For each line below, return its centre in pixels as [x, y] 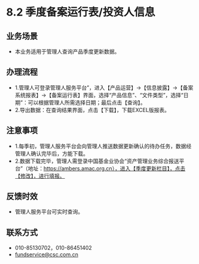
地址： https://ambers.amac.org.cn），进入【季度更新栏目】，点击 [107, 168]
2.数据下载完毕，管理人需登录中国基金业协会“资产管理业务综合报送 [97, 161]
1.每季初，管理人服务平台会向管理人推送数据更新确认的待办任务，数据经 [103, 146]
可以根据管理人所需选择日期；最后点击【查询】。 [87, 103]
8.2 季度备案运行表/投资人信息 [81, 12]
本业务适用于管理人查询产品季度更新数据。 [67, 52]
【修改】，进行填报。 [40, 176]
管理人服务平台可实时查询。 [49, 212]
